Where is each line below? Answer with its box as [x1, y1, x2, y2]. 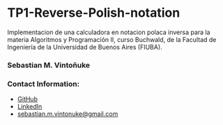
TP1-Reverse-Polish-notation [7, 5, 180, 21]
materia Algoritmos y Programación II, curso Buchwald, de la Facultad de [7, 35, 217, 43]
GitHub [17, 95, 38, 103]
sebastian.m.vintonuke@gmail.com [17, 110, 118, 118]
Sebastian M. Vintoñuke [7, 60, 91, 70]
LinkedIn [17, 103, 43, 111]
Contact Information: [7, 79, 80, 89]
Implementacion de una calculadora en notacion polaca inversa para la [7, 28, 210, 36]
